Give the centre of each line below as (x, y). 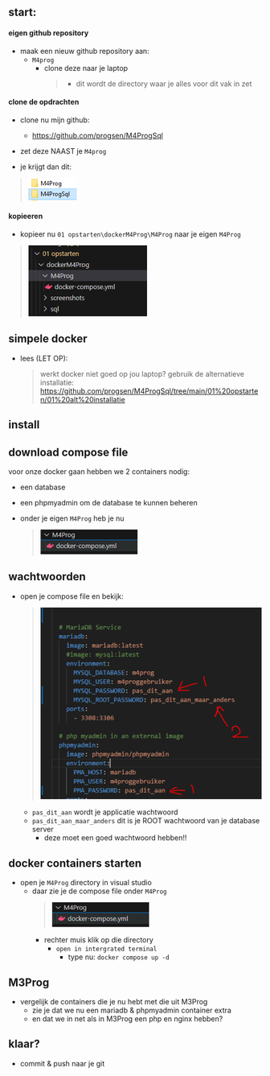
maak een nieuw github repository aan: (85, 51)
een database (43, 487)
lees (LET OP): (44, 358)
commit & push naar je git (62, 1063)
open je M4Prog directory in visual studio (86, 883)
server (43, 829)
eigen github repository (49, 33)
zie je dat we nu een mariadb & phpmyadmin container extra (131, 1010)
